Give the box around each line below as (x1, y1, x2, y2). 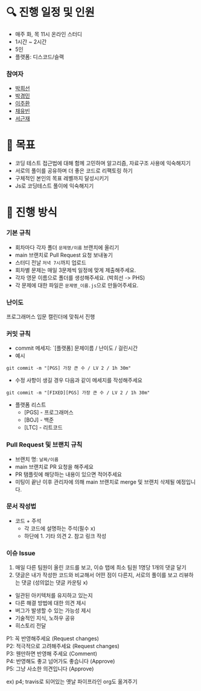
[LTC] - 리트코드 (24, 424, 63, 431)
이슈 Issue (6, 549, 36, 557)
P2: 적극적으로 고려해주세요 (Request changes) (6, 643, 120, 650)
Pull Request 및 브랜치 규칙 (6, 440, 83, 449)
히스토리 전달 (14, 622, 46, 629)
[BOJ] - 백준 (24, 416, 54, 424)
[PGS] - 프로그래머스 (24, 409, 74, 416)
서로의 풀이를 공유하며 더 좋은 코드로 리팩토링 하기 (14, 167, 133, 174)
